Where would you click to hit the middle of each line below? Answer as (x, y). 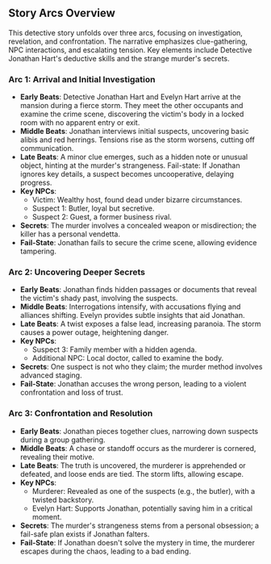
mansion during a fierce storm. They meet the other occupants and (131, 106)
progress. (36, 183)
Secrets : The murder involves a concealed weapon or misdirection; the (138, 226)
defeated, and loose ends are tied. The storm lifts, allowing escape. (132, 474)
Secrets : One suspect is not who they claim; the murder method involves (141, 367)
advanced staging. (51, 375)
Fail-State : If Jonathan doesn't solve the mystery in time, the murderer (138, 542)
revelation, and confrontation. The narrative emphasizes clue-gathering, (128, 41)
